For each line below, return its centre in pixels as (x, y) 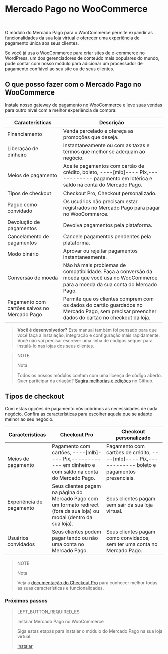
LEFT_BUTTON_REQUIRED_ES (48, 612)
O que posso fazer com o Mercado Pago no (73, 85)
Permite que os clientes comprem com (108, 299)
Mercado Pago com (75, 498)
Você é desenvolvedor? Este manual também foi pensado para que (87, 330)
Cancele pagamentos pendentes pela (107, 236)
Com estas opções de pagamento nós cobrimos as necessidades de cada (81, 408)
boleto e (147, 465)
